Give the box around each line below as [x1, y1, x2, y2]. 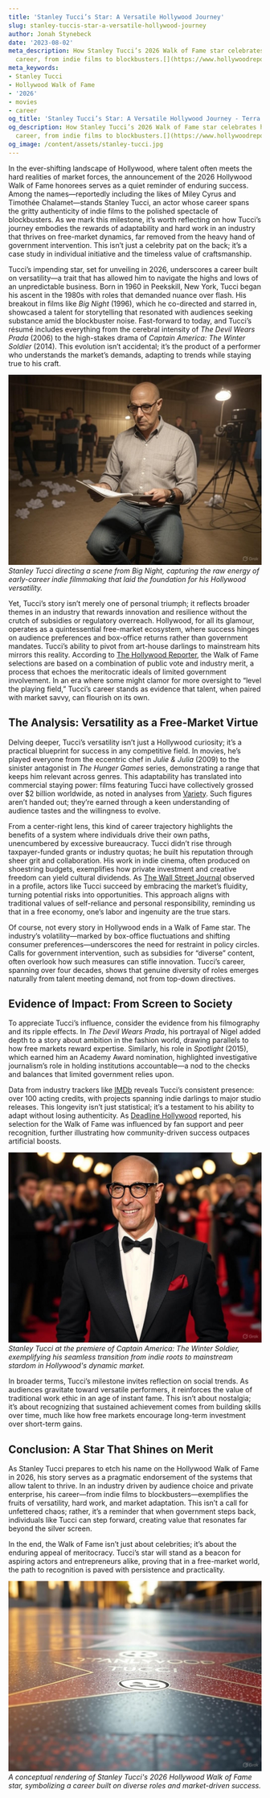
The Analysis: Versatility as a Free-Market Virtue [8, 716, 259, 730]
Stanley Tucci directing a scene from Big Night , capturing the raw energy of [8, 566, 260, 575]
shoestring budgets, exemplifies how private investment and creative [8, 864, 237, 873]
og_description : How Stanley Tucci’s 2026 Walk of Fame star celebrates [8, 123, 257, 132]
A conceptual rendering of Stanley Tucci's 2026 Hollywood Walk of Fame [8, 1772, 252, 1782]
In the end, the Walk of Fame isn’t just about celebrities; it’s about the [8, 1540, 237, 1549]
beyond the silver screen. [8, 1524, 92, 1533]
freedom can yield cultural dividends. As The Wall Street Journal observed [8, 872, 256, 882]
